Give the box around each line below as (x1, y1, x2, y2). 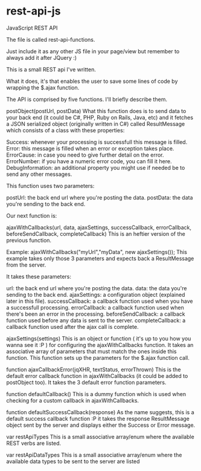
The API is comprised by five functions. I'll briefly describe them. (6, 96, 168, 103)
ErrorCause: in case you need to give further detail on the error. (6, 151, 164, 158)
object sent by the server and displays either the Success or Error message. (6, 421, 196, 429)
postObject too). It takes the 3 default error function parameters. (6, 378, 167, 386)
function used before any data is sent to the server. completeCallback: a (6, 316, 186, 324)
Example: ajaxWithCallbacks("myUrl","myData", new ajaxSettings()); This (6, 248, 187, 255)
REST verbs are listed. (6, 440, 62, 447)
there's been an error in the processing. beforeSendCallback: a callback (6, 310, 185, 317)
